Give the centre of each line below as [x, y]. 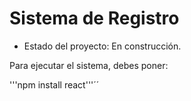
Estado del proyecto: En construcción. [102, 46]
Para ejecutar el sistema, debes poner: [89, 65]
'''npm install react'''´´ [54, 84]
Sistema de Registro [94, 18]
